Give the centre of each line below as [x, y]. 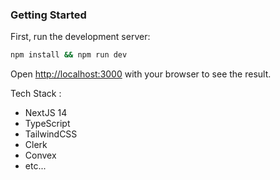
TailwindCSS [51, 134]
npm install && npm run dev [69, 55]
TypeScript [47, 124]
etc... [35, 166]
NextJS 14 [46, 113]
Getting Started [48, 15]
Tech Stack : [36, 94]
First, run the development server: [80, 37]
